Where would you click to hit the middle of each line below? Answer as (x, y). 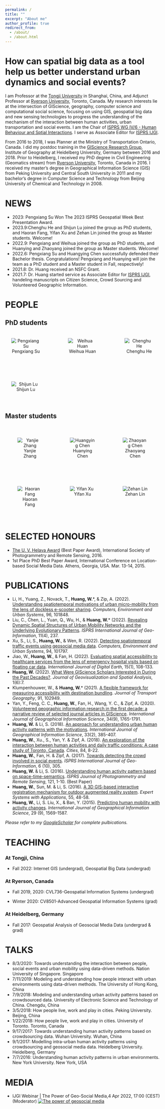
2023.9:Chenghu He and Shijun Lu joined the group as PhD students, (82, 227)
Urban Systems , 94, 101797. (40, 651)
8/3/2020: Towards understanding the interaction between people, (80, 964)
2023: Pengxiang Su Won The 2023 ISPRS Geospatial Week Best (78, 217)
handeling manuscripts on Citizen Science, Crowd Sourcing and (77, 279)
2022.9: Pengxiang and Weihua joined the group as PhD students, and (83, 243)
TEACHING (28, 842)
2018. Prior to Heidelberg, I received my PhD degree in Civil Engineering (78, 157)
